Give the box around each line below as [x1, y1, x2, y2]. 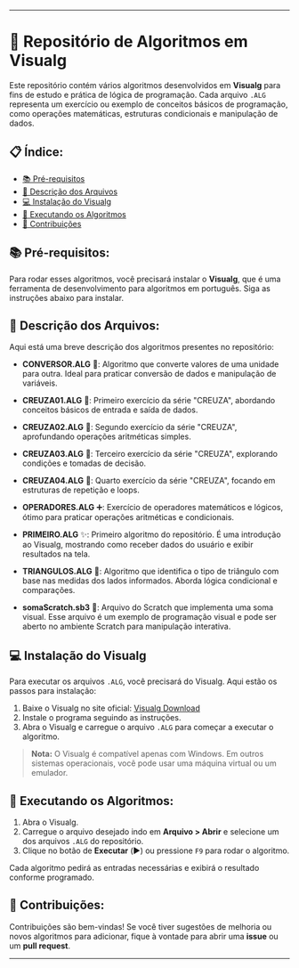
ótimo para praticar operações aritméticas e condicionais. [21, 512, 234, 523]
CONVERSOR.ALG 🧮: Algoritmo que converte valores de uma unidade [21, 359, 279, 370]
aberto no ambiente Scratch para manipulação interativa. [21, 621, 231, 632]
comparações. [21, 585, 76, 596]
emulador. [30, 768, 69, 778]
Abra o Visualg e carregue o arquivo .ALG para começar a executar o [21, 722, 274, 733]
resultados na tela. [21, 549, 91, 559]
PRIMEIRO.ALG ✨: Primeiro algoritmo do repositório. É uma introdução [21, 529, 282, 540]
